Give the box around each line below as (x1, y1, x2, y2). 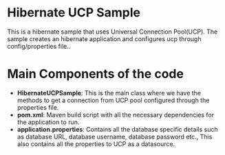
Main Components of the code (7, 67, 184, 82)
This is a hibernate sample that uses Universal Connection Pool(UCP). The (7, 27, 218, 36)
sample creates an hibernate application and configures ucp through (7, 34, 202, 43)
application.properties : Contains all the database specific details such (17, 125, 218, 133)
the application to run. (17, 118, 80, 126)
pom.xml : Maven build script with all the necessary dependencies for (17, 110, 215, 119)
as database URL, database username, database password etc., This (17, 132, 213, 141)
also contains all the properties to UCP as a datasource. (17, 139, 175, 148)
